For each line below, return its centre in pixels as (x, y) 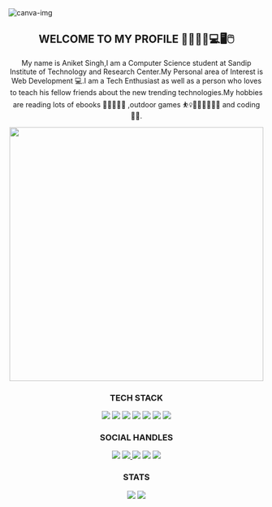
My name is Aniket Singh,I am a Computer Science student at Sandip (136, 63)
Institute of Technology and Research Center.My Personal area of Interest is (136, 71)
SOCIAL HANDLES (136, 438)
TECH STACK (136, 397)
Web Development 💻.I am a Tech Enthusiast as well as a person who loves (136, 80)
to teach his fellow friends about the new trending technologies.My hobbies (136, 92)
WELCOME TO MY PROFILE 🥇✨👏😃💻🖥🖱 (136, 39)
